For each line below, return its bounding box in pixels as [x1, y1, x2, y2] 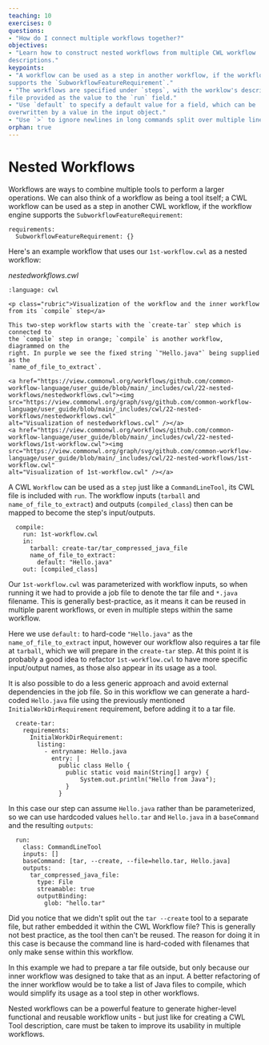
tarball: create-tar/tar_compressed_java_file [29, 544, 188, 553]
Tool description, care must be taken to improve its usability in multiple [8, 1020, 242, 1030]
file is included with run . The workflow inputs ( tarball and [8, 490, 200, 500]
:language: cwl [8, 286, 59, 294]
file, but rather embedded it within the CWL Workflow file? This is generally [8, 922, 256, 931]
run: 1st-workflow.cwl [22, 530, 98, 538]
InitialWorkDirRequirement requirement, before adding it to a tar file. [8, 704, 236, 713]
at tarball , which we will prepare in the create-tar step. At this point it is [8, 645, 250, 655]
